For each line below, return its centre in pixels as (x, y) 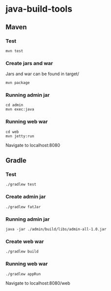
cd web (12, 132)
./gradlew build (22, 252)
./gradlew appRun (23, 274)
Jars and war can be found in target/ (43, 74)
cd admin (14, 105)
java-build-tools (39, 9)
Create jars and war (29, 63)
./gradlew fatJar (23, 207)
